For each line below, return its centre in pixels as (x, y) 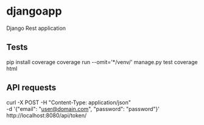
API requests (31, 87)
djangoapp (34, 11)
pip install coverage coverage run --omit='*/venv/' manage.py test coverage (102, 62)
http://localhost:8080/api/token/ (47, 115)
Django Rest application (36, 28)
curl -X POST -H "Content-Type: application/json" (69, 102)
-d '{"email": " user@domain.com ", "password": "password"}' (83, 109)
